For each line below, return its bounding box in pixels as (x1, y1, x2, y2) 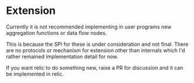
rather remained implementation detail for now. (6, 53, 118, 60)
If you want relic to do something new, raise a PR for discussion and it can (6, 64, 184, 71)
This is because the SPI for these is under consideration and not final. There (6, 41, 189, 48)
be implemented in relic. (6, 70, 64, 77)
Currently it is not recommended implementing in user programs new (6, 23, 172, 30)
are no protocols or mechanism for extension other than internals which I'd (6, 46, 185, 53)
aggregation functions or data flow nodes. (6, 29, 107, 36)
